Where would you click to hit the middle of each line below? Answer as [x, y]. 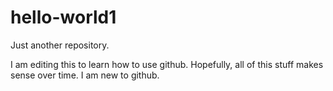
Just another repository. [60, 45]
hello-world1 [63, 17]
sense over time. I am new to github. [85, 75]
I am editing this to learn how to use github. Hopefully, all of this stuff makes [167, 64]
